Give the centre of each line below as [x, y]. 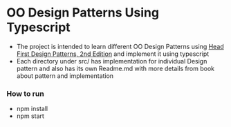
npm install [32, 109]
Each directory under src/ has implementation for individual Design [112, 61]
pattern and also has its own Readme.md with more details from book [115, 68]
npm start [30, 116]
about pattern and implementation [65, 76]
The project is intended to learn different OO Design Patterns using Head [120, 46]
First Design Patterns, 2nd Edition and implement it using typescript [113, 54]
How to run [25, 93]
